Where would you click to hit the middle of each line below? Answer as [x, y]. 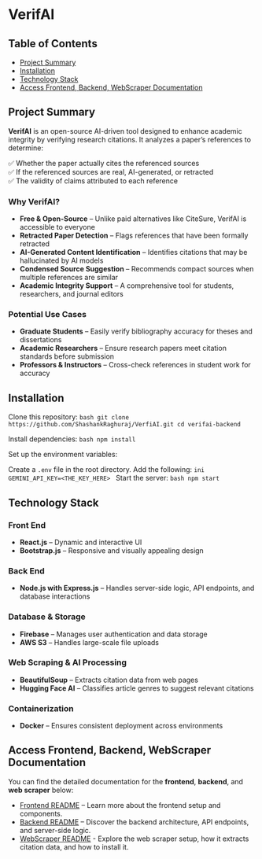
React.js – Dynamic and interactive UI [81, 542]
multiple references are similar [69, 278]
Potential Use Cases [47, 315]
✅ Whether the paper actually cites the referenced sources [104, 163]
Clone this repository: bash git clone [69, 417]
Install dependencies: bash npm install [72, 439]
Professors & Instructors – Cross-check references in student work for [135, 365]
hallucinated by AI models [61, 260]
